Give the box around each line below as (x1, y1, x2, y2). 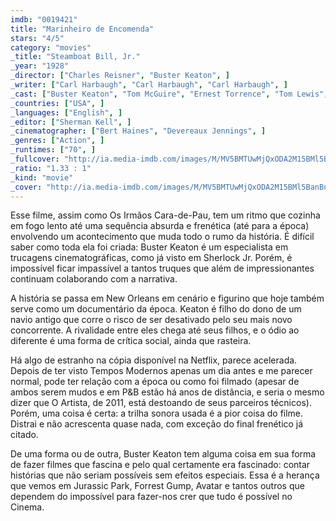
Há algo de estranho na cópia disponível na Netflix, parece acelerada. (10, 354, 298, 366)
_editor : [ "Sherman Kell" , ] (10, 117, 132, 127)
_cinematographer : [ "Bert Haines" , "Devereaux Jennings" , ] (10, 126, 267, 136)
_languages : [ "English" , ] (10, 107, 123, 118)
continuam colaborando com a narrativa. (10, 273, 178, 285)
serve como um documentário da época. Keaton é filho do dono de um (10, 303, 302, 315)
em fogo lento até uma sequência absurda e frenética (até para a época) (10, 220, 310, 232)
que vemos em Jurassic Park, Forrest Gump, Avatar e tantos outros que (10, 480, 305, 492)
